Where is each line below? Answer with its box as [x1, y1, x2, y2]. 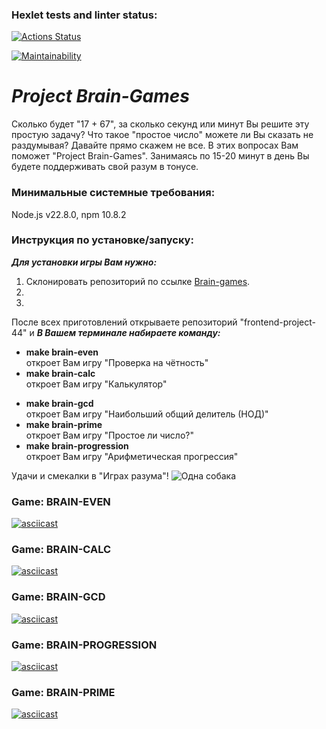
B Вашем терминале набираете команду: [36, 326, 221, 338]
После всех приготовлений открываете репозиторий [11, 316, 238, 328]
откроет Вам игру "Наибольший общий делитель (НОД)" [25, 408, 269, 420]
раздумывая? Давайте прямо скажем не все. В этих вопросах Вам [11, 139, 299, 152]
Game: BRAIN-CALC [11, 543, 112, 557]
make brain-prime [25, 418, 103, 430]
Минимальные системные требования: [11, 186, 216, 200]
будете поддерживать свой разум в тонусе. [11, 161, 199, 173]
